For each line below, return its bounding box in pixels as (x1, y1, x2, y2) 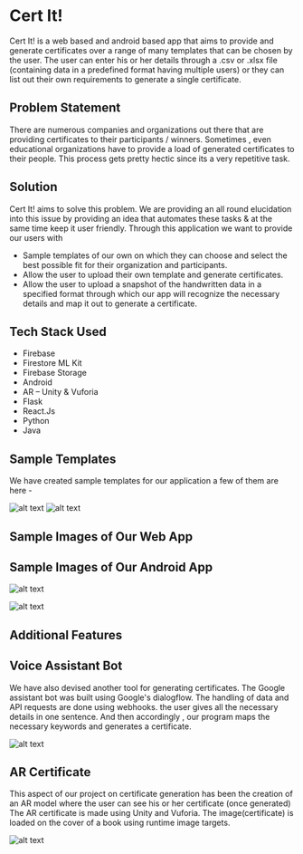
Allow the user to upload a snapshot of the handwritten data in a (22, 278, 262, 290)
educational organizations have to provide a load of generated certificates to (9, 143, 295, 154)
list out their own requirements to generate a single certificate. (9, 73, 241, 84)
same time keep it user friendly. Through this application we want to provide (9, 223, 293, 234)
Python (22, 416, 50, 427)
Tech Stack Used (9, 323, 107, 340)
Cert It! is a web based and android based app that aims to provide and (9, 35, 274, 46)
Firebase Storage (22, 368, 88, 379)
